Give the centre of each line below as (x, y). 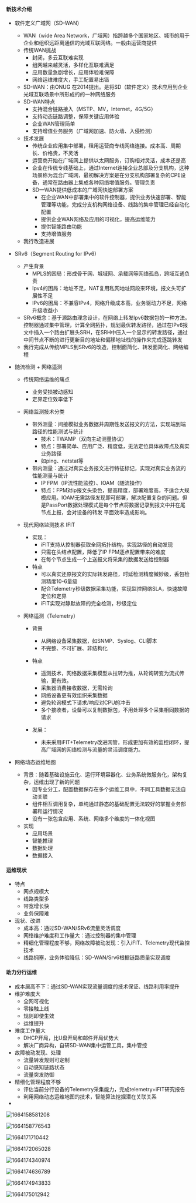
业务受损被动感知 (53, 392)
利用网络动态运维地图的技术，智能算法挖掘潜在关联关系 (90, 1097)
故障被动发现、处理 (38, 1053)
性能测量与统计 (50, 475)
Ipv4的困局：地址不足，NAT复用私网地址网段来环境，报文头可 (106, 289)
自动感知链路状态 (44, 1067)
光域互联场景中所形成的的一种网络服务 (69, 95)
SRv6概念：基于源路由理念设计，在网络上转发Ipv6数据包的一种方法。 (106, 318)
